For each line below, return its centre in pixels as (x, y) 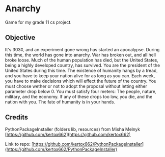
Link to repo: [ (19, 144)
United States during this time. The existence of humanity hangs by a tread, (82, 70)
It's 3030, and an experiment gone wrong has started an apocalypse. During (82, 49)
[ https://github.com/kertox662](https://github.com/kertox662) (68, 134)
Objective (20, 38)
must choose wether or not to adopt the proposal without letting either (76, 86)
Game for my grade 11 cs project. (39, 22)
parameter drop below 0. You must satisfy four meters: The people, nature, (81, 91)
